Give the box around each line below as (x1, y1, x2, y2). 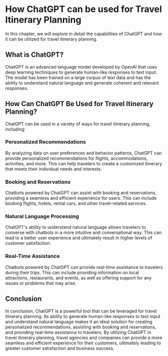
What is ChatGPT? (5, 51, 64, 59)
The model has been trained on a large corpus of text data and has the (5, 74, 151, 81)
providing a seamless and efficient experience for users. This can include (5, 195, 157, 201)
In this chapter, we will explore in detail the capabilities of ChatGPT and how (5, 31, 162, 37)
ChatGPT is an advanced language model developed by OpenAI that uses (5, 64, 157, 70)
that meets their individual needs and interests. (5, 166, 102, 172)
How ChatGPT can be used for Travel (5, 4, 162, 15)
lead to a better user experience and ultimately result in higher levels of (5, 235, 152, 241)
